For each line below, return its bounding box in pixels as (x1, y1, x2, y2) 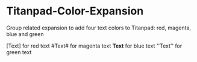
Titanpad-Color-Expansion (6, 4, 144, 18)
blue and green (6, 30, 44, 37)
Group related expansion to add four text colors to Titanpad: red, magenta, (6, 24, 192, 31)
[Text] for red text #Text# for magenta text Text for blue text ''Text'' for (6, 42, 183, 49)
